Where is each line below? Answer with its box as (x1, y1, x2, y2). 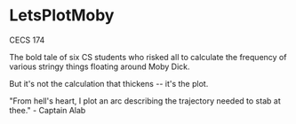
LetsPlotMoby (9, 5, 115, 26)
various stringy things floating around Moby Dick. (9, 61, 190, 72)
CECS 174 (9, 35, 45, 45)
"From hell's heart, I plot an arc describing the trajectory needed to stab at (9, 95, 282, 106)
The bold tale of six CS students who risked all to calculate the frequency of (9, 51, 287, 62)
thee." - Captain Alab (9, 105, 86, 115)
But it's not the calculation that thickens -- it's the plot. (9, 78, 209, 89)
